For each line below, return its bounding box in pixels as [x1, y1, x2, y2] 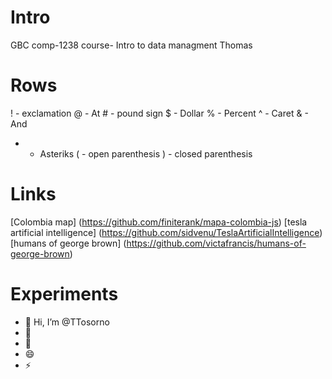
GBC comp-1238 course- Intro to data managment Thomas [10, 39, 253, 51]
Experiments [10, 283, 119, 305]
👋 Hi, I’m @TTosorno [24, 316, 110, 328]
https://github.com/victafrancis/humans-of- [126, 237, 307, 249]
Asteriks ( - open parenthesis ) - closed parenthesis [39, 147, 253, 160]
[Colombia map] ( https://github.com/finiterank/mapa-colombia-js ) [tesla [10, 216, 308, 228]
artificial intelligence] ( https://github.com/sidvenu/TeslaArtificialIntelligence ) [10, 226, 323, 238]
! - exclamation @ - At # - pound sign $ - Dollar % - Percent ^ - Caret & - [10, 107, 309, 119]
